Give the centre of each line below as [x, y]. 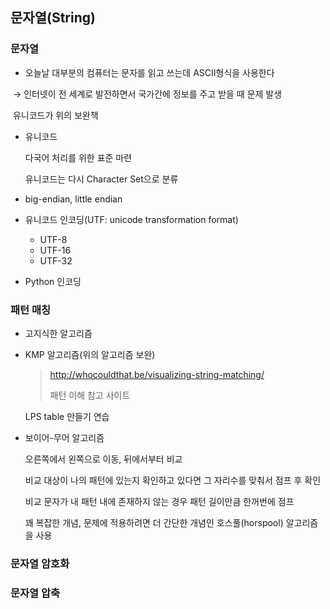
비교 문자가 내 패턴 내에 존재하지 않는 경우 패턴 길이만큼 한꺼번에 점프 [159, 501]
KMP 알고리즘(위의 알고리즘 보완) [90, 354]
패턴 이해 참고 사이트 [90, 395]
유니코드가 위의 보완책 [55, 115]
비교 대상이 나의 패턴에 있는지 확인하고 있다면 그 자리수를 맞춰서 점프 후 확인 [173, 480]
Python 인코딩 [53, 281]
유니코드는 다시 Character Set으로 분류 [101, 179]
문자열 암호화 [40, 563]
